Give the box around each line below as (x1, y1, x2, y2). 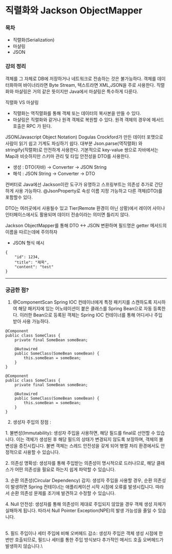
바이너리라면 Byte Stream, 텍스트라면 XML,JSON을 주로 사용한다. (23, 82, 156, 88)
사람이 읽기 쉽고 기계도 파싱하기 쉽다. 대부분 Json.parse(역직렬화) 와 (5, 140, 143, 146)
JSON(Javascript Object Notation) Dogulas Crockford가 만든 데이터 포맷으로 (5, 134, 164, 140)
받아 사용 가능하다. (12, 319, 50, 325)
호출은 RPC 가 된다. (12, 123, 52, 129)
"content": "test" (14, 264, 54, 269)
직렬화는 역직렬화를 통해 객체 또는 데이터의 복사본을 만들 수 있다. (12, 110, 141, 116)
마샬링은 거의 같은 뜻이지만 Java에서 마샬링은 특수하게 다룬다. (14, 88, 138, 94)
